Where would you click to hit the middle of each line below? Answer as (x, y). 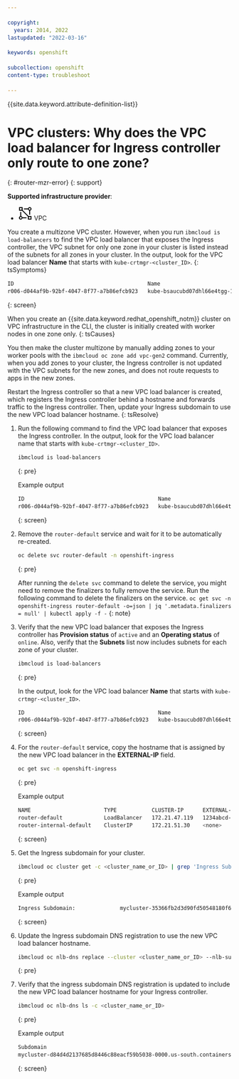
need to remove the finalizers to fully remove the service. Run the (113, 590)
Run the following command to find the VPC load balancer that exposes (122, 428)
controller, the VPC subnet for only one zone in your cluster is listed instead (118, 247)
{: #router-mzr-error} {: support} (55, 182)
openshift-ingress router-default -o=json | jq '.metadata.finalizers (124, 606)
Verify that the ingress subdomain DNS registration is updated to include (124, 984)
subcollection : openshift (46, 68)
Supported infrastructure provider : (60, 197)
